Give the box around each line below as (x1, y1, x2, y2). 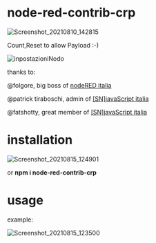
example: (7, 215, 33, 224)
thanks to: (7, 68, 36, 76)
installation (7, 133, 73, 148)
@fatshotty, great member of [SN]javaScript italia (7, 108, 147, 116)
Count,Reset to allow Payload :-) (7, 41, 99, 49)
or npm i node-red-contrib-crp (7, 168, 97, 177)
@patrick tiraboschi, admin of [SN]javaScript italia (7, 95, 149, 103)
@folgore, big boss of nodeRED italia (7, 81, 112, 89)
